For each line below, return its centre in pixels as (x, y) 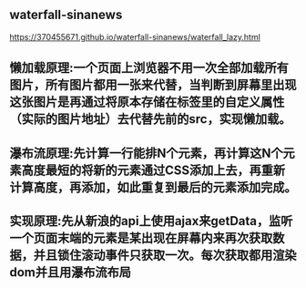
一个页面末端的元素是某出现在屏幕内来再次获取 (141, 237)
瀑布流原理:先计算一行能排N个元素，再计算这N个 (147, 153)
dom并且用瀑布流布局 (71, 272)
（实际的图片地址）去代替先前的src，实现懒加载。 (150, 119)
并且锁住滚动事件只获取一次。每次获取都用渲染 (165, 255)
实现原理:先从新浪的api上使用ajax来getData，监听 (151, 221)
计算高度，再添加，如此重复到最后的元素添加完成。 (153, 187)
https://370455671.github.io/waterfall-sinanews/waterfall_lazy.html (135, 36)
